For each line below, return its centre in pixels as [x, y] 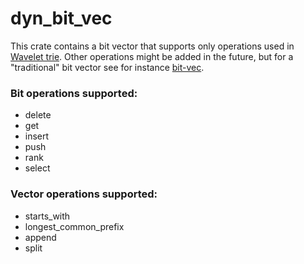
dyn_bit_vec [61, 18]
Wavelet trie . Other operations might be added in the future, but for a [152, 56]
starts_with [47, 216]
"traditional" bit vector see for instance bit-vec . [107, 67]
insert [37, 136]
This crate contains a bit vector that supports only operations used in [152, 46]
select [37, 168]
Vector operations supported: [84, 194]
